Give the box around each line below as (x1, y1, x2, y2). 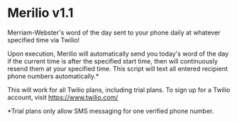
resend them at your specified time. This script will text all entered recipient (7, 64, 228, 73)
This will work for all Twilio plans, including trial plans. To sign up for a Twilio (7, 85, 231, 94)
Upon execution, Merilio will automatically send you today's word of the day (7, 49, 229, 58)
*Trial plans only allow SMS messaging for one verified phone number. (7, 106, 214, 115)
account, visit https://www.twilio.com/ (7, 93, 118, 102)
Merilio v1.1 (7, 5, 74, 21)
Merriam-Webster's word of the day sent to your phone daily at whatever (7, 28, 221, 37)
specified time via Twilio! (7, 35, 80, 44)
